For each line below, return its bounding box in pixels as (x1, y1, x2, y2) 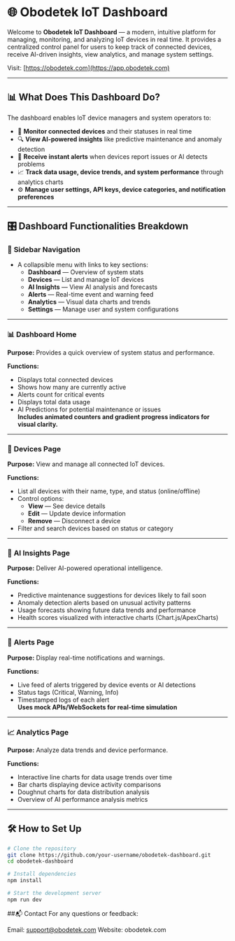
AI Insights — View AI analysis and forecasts (27, 283, 158, 291)
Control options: (17, 495, 64, 503)
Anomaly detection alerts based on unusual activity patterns (17, 599, 191, 607)
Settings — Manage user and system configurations (27, 305, 180, 313)
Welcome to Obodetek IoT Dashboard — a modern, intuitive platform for (7, 27, 216, 36)
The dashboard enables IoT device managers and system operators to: (7, 113, 211, 122)
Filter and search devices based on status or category (17, 524, 173, 532)
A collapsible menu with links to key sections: (17, 260, 148, 269)
